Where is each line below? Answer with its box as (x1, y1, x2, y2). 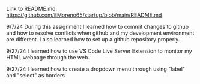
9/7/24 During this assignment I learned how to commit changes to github (6, 23, 189, 30)
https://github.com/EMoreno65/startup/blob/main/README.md (6, 11, 162, 19)
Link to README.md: (6, 5, 58, 12)
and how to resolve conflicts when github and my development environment (6, 29, 195, 37)
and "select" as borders (6, 72, 65, 79)
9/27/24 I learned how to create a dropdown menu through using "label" (6, 65, 185, 73)
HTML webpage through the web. (6, 54, 90, 61)
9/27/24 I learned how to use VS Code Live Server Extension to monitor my (6, 47, 192, 55)
